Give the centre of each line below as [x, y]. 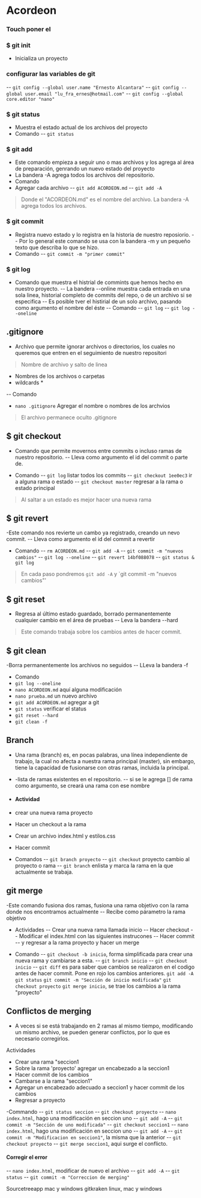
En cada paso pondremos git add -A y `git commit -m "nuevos [99, 574]
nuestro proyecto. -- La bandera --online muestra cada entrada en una [102, 288]
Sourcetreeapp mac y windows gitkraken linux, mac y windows [84, 1188]
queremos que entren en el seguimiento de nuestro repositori [91, 352]
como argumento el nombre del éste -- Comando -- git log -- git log [102, 307]
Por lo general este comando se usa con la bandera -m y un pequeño [105, 241]
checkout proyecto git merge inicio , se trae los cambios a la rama [98, 986]
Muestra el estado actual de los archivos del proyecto [81, 127]
